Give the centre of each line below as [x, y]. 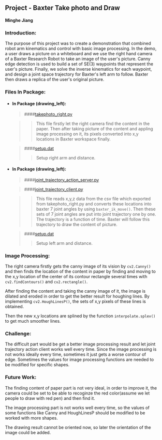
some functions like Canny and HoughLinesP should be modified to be [75, 413]
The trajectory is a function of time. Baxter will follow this [93, 219]
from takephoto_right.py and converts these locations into [94, 204]
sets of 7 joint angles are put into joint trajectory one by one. [96, 214]
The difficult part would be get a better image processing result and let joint [80, 344]
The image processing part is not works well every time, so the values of [77, 408]
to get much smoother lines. [33, 321]
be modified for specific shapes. [37, 365]
